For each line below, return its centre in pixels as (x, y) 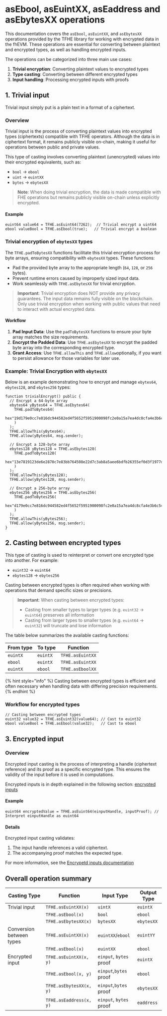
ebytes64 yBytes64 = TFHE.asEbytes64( (50, 405)
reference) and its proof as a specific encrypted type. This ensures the (78, 769)
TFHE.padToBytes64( (34, 410)
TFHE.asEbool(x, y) (69, 974)
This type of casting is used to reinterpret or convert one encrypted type (80, 555)
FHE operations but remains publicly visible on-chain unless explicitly (88, 197)
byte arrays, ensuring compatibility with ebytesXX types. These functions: (80, 258)
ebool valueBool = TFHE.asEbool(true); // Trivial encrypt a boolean (81, 229)
